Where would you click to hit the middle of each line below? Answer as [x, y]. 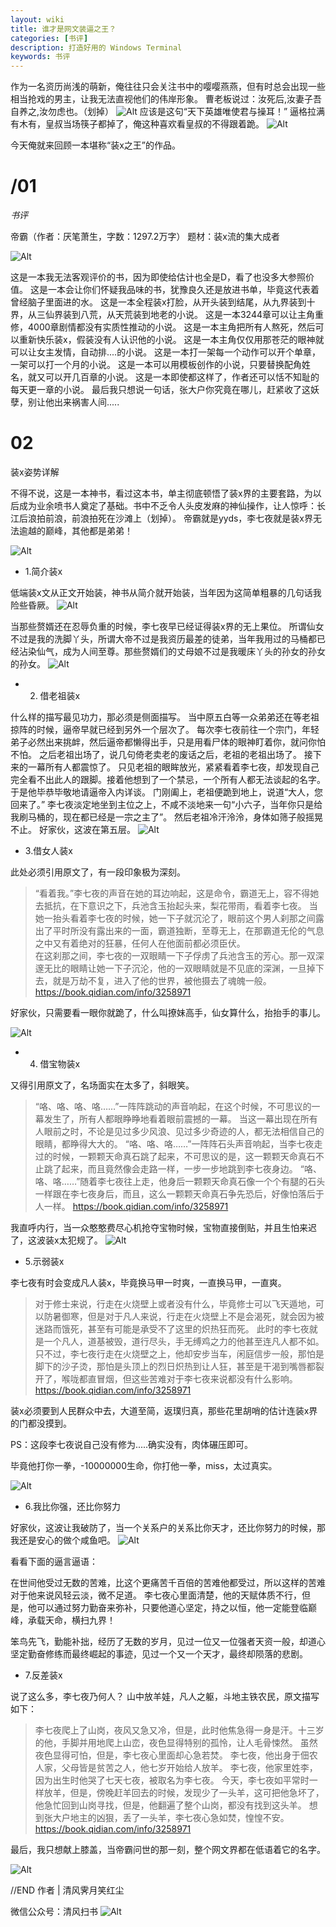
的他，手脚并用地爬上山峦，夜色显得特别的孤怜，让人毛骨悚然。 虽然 [176, 1742]
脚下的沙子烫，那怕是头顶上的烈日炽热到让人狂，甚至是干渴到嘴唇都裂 [179, 1366]
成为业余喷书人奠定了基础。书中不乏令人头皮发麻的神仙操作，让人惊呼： [167, 505]
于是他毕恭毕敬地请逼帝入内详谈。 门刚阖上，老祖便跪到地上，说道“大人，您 [167, 792]
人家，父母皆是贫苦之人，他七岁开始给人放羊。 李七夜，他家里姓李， [176, 1767]
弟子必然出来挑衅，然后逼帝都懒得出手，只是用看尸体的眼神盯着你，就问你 [163, 742]
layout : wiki [37, 19]
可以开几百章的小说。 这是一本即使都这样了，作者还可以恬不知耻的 [182, 377]
